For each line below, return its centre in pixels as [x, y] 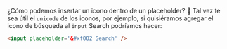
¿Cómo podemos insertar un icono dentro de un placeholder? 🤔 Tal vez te [114, 11]
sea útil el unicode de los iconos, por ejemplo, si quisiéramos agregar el [110, 18]
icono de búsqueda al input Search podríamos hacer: [85, 26]
